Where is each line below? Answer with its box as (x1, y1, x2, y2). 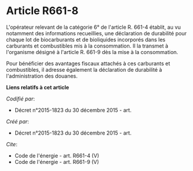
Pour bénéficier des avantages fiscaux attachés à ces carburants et (6, 60, 171, 67)
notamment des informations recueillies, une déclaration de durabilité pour (6, 29, 187, 36)
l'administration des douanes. (6, 72, 78, 79)
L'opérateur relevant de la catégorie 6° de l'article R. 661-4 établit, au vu (6, 24, 181, 31)
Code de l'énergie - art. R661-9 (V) (14, 158, 99, 165)
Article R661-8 (6, 4, 79, 18)
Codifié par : (6, 95, 35, 102)
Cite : (6, 140, 18, 147)
